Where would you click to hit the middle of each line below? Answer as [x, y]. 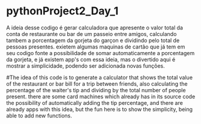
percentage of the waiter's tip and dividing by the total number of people [96, 90]
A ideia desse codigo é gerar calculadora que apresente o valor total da [94, 28]
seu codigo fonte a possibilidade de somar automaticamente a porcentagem [100, 53]
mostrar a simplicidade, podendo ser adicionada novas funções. [85, 66]
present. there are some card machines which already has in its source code [101, 96]
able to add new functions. [39, 116]
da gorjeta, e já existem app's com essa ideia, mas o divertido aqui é [91, 59]
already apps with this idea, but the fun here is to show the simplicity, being [100, 109]
